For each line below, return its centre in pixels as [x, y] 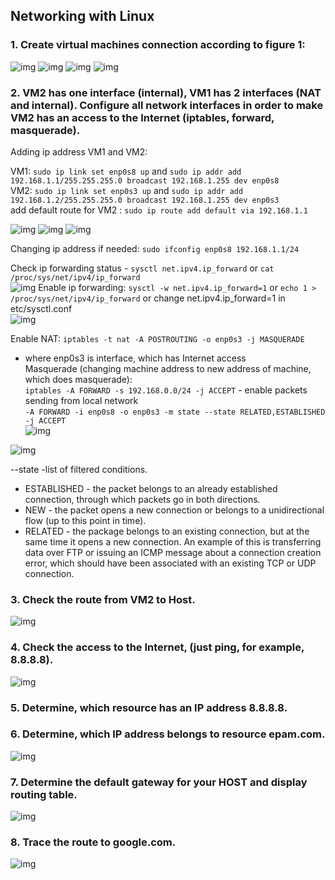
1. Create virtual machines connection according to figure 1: [158, 45]
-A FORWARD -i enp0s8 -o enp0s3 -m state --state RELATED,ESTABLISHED [175, 412]
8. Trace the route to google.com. [93, 842]
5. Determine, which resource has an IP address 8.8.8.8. [149, 707]
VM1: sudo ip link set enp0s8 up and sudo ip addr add [126, 171]
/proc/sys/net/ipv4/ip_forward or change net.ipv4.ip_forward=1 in [148, 298]
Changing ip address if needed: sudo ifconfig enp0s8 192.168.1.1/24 [155, 248]
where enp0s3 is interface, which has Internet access [135, 358]
